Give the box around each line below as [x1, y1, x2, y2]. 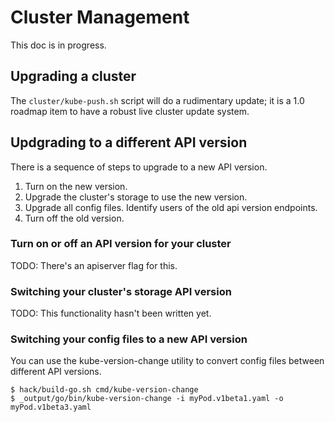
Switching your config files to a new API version [10, 332, 248, 346]
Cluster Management [10, 6, 190, 29]
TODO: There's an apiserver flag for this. [10, 259, 178, 271]
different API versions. [10, 366, 102, 378]
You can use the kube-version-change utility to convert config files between [10, 355, 325, 367]
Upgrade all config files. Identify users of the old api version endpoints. [24, 201, 318, 213]
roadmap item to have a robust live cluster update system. [10, 105, 250, 117]
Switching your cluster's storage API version [10, 284, 232, 298]
